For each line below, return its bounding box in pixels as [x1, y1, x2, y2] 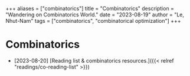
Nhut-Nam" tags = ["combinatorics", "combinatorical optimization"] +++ [5, 18, 181, 24]
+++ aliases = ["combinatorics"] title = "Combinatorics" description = [5, 5, 175, 12]
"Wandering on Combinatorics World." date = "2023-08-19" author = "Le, [5, 11, 184, 18]
